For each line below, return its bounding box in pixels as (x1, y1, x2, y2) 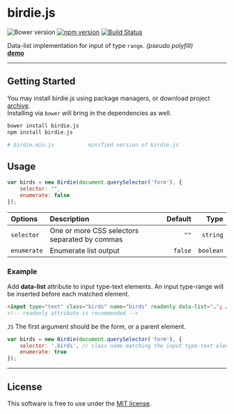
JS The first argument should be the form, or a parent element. (7, 322, 187, 331)
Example (7, 266, 38, 276)
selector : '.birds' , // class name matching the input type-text (19, 342, 214, 349)
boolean (198, 246, 224, 255)
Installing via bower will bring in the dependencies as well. (7, 109, 172, 117)
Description (49, 214, 90, 223)
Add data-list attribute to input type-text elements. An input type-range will (7, 282, 224, 290)
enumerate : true (19, 349, 68, 356)
